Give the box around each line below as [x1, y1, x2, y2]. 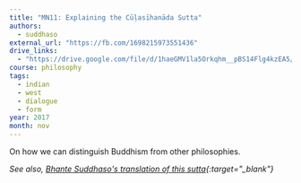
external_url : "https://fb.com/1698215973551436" [9, 38, 199, 48]
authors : [9, 22, 42, 30]
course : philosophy [9, 64, 82, 73]
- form [17, 105, 42, 114]
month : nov [9, 122, 50, 131]
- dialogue [17, 96, 58, 106]
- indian [17, 80, 50, 89]
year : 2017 [9, 113, 50, 122]
